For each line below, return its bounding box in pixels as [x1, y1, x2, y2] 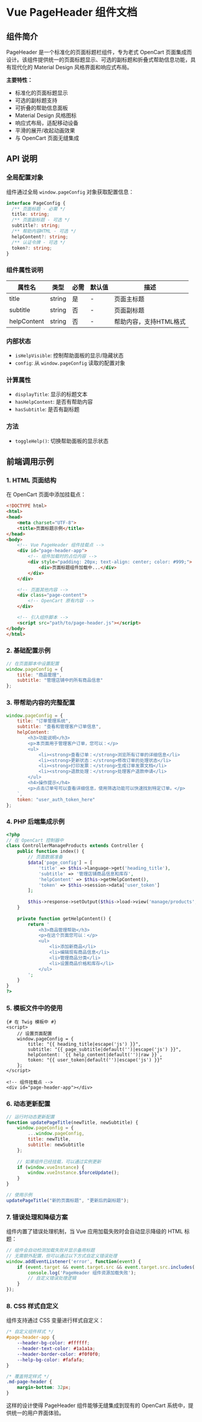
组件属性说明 [6, 266, 44, 274]
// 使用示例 [6, 1192, 33, 1198]
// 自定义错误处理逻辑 [28, 1276, 76, 1282]
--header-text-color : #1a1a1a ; [17, 1345, 96, 1352]
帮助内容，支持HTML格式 [114, 317, 186, 326]
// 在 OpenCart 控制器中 [6, 837, 64, 843]
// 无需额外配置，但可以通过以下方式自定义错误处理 [6, 1253, 117, 1259]
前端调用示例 [6, 456, 54, 467]
